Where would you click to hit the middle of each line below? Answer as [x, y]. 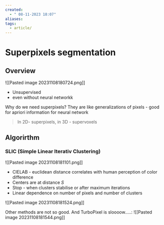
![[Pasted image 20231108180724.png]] [45, 83]
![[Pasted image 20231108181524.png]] [45, 202]
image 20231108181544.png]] [35, 217]
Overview [20, 70]
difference [23, 177]
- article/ [21, 28]
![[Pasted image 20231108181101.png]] [44, 162]
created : [14, 10]
